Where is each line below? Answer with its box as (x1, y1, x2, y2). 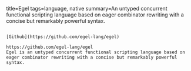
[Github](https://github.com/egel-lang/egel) (6, 34, 119, 40)
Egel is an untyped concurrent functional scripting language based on (6, 49, 185, 55)
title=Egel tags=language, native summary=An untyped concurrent (6, 5, 167, 12)
